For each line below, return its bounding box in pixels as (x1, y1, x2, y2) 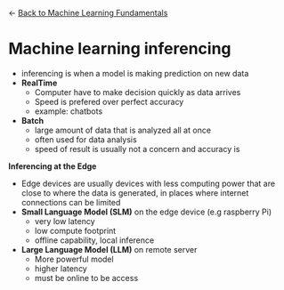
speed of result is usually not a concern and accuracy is (34, 143, 240, 154)
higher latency (34, 262, 88, 274)
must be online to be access (34, 272, 139, 283)
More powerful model (34, 254, 114, 264)
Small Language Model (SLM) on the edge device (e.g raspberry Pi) (20, 206, 272, 217)
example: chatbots (34, 106, 103, 117)
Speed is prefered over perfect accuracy (34, 96, 184, 107)
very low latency (34, 215, 95, 226)
